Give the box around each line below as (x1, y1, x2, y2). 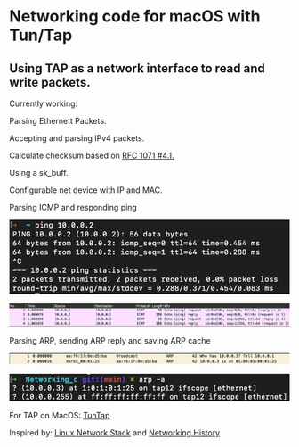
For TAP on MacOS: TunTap (9, 410, 110, 421)
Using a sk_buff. (9, 168, 69, 178)
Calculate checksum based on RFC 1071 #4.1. (9, 150, 175, 161)
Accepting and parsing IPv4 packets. (9, 133, 145, 144)
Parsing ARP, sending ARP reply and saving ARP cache (9, 335, 211, 345)
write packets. (9, 74, 91, 90)
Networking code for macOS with (9, 6, 261, 27)
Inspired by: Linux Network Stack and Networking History (9, 427, 221, 438)
